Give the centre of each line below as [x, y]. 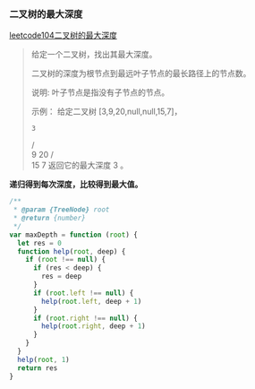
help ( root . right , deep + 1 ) [93, 326]
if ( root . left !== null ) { [83, 293]
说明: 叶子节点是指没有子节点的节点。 [100, 92]
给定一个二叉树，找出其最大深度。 [94, 55]
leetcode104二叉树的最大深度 [64, 35]
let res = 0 [40, 243]
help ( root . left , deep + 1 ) [92, 301]
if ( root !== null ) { [65, 260]
